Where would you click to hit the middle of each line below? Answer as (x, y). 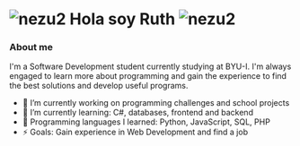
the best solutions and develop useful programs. (99, 86)
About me (31, 47)
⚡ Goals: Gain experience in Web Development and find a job (135, 132)
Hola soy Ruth (123, 19)
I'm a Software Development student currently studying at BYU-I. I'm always (150, 66)
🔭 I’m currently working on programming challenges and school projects (156, 103)
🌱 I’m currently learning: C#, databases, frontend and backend (138, 113)
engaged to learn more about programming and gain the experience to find (148, 76)
